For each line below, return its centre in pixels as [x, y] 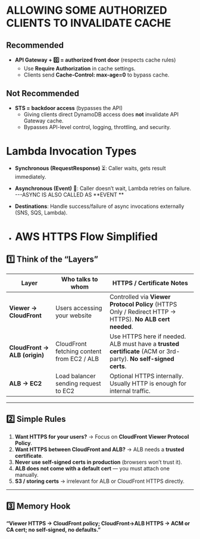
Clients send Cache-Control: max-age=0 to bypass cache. [96, 75]
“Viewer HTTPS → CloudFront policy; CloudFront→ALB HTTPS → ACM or [98, 523]
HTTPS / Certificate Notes [150, 283]
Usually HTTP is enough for [148, 383]
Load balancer [76, 376]
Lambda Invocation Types [71, 151]
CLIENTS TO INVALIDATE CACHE [89, 23]
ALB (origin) [27, 355]
